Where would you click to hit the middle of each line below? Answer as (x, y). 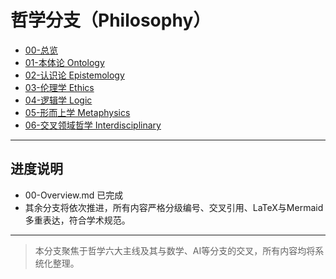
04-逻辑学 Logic (58, 100)
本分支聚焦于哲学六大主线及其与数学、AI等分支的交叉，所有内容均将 (175, 250)
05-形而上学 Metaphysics (77, 112)
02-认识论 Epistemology (74, 75)
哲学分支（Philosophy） (111, 20)
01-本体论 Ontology (64, 62)
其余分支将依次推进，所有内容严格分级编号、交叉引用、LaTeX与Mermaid (174, 207)
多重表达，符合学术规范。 (77, 220)
